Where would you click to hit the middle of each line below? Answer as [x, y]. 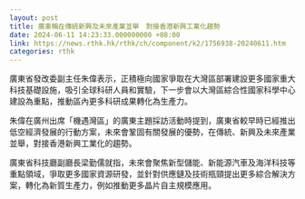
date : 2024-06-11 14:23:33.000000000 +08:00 [95, 35]
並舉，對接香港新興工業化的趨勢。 [73, 144]
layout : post [34, 18]
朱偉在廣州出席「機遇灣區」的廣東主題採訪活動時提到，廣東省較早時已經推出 [152, 121]
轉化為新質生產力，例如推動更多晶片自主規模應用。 [120, 185]
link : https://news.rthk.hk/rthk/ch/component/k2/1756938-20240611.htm [148, 43]
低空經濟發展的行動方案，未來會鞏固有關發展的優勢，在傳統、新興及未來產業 [152, 132]
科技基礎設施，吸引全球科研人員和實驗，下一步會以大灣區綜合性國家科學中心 [152, 90]
